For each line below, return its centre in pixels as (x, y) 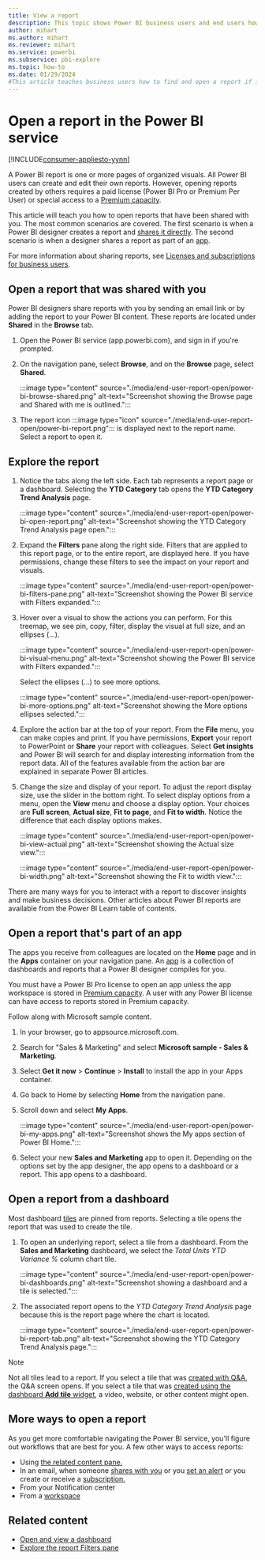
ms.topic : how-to (37, 67)
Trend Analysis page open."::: (67, 530)
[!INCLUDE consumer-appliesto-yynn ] (69, 160)
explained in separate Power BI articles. (84, 771)
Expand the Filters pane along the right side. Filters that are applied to (133, 545)
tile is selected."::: (48, 1291)
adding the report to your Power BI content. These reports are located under (132, 316)
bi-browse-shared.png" (58, 396)
